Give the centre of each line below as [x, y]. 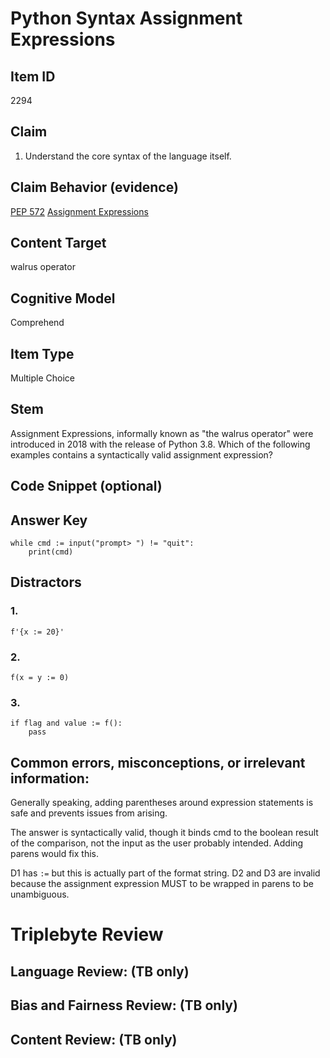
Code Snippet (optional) [86, 486]
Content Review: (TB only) [94, 1039]
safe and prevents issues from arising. [89, 813]
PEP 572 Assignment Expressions [79, 211]
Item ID [33, 76]
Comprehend [37, 323]
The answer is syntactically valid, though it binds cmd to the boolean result [164, 833]
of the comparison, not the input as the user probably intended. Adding [157, 843]
